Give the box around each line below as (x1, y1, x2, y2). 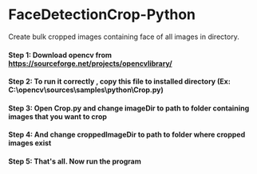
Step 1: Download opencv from (8, 50, 113, 60)
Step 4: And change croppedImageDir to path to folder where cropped (8, 130, 246, 140)
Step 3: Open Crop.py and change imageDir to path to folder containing (8, 103, 250, 113)
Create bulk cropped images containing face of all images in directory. (8, 32, 239, 41)
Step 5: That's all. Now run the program (8, 157, 142, 166)
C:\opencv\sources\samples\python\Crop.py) (8, 85, 164, 95)
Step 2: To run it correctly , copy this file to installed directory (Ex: (8, 77, 231, 87)
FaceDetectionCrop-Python (8, 6, 196, 24)
